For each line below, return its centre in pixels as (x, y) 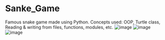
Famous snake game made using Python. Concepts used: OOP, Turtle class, (83, 22)
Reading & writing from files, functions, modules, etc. (59, 27)
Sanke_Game (33, 9)
